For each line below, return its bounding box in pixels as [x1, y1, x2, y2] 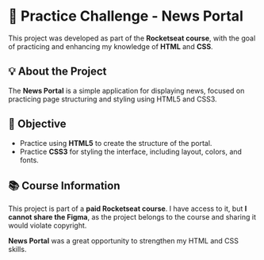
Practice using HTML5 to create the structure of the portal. [19, 138, 212, 147]
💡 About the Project [8, 65, 107, 78]
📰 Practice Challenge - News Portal [8, 7, 243, 25]
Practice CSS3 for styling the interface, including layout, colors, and [19, 147, 242, 156]
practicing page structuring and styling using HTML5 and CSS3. [8, 94, 217, 104]
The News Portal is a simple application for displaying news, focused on [8, 86, 245, 95]
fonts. [19, 155, 40, 165]
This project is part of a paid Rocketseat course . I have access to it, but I [8, 204, 247, 213]
